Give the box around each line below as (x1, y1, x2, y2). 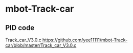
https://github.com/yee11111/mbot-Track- (42, 37, 128, 43)
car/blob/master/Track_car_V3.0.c (5, 42, 77, 48)
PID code (5, 23, 35, 32)
